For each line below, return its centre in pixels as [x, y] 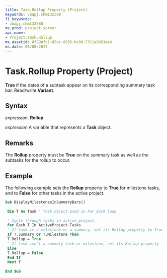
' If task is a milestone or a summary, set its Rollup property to [80, 230]
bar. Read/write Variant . [30, 90]
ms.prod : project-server [31, 28]
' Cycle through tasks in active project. [52, 221]
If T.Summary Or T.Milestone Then [43, 235]
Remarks [19, 143]
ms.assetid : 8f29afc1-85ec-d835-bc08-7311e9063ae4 [59, 42]
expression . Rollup [24, 118]
